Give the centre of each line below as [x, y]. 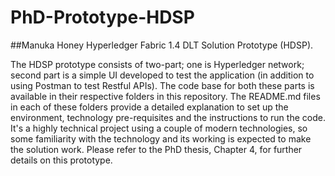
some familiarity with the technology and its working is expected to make [161, 138]
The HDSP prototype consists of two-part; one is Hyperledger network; [157, 64]
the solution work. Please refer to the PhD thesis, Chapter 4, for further [156, 149]
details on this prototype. [61, 160]
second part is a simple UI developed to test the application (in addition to [162, 75]
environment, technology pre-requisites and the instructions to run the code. [168, 117]
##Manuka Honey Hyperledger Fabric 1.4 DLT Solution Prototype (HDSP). [162, 45]
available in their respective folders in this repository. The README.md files [165, 96]
